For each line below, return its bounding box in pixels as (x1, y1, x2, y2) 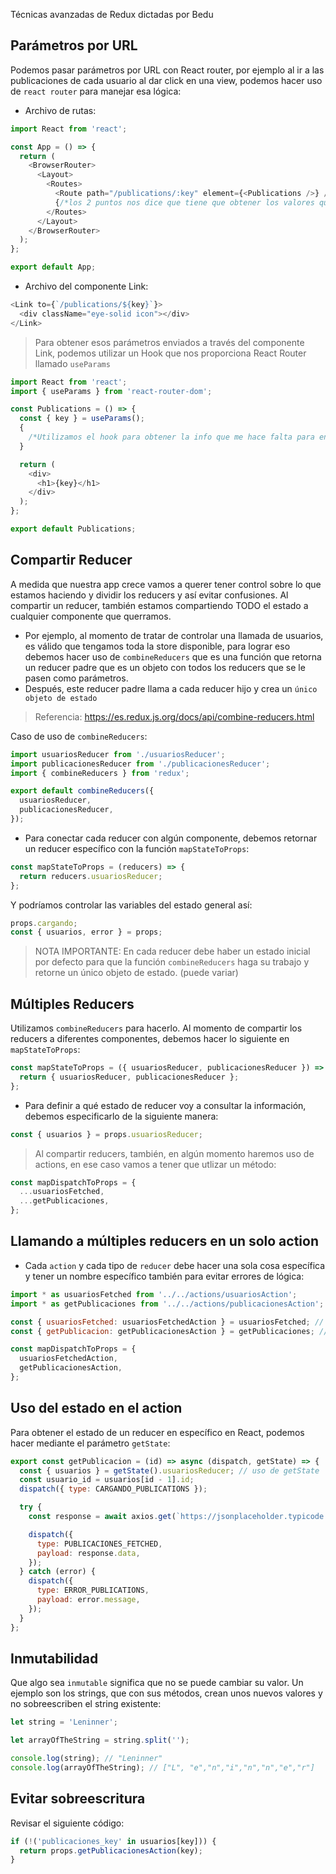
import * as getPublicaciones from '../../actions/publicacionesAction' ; (10, 1299, 325, 1309)
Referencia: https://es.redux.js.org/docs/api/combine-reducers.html (34, 710, 315, 723)
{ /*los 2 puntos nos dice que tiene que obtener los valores (54, 197, 315, 208)
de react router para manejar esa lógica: (10, 85, 182, 97)
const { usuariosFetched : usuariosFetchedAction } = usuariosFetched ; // (10, 1317, 325, 1327)
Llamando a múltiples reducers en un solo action (10, 1233, 319, 1250)
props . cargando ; (10, 918, 78, 928)
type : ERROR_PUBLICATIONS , (36, 1585, 150, 1596)
